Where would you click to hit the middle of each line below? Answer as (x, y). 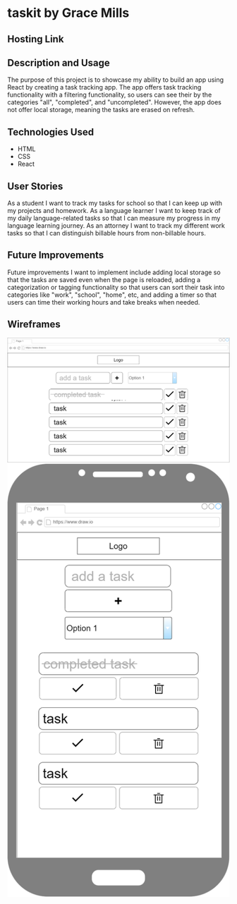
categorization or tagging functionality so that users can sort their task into (116, 287)
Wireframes (34, 325)
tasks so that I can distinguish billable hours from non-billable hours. (107, 233)
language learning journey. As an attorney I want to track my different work (116, 226)
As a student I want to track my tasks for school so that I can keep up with (115, 203)
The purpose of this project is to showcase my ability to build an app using (116, 80)
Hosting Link (36, 39)
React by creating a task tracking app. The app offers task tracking (104, 87)
